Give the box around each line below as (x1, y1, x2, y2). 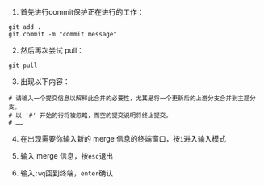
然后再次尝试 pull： (19, 45, 85, 55)
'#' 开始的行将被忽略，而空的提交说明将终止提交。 (25, 112, 172, 120)
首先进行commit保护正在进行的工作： (19, 7, 145, 16)
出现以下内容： (19, 77, 70, 87)
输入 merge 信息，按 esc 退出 (19, 151, 114, 160)
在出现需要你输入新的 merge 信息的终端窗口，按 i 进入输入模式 (19, 134, 227, 143)
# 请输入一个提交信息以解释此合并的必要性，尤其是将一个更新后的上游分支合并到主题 (8, 95, 250, 103)
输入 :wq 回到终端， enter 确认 (19, 168, 114, 178)
